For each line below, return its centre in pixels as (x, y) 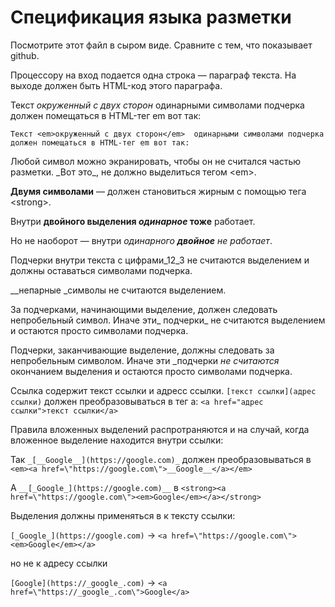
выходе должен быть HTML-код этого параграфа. (116, 85)
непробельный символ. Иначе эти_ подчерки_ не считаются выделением (168, 320)
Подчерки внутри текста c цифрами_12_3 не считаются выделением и (160, 260)
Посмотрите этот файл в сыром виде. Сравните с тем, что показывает (161, 45)
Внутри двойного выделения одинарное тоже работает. (133, 221)
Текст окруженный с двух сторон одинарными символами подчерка (157, 105)
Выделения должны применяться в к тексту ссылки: (123, 515)
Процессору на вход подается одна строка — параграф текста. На (153, 75)
